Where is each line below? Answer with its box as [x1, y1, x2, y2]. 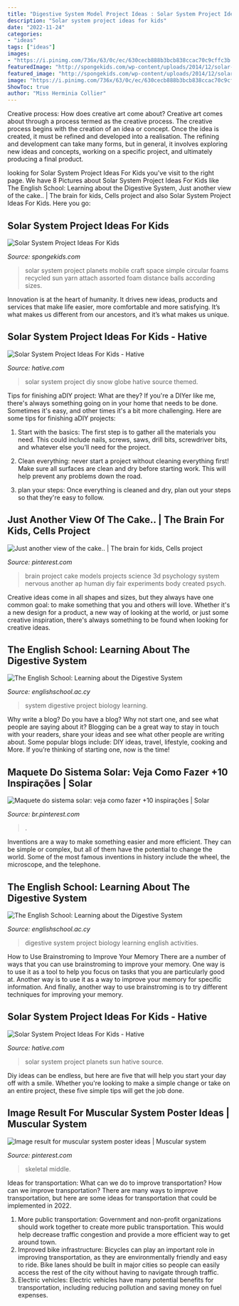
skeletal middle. [24, 1164, 71, 1173]
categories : [7, 30, 43, 38]
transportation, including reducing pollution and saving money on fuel [17, 1283, 222, 1292]
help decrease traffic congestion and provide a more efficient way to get [17, 1230, 230, 1238]
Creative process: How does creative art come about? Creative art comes [7, 110, 223, 118]
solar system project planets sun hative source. [24, 1057, 164, 1066]
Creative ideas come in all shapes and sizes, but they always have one [7, 593, 214, 601]
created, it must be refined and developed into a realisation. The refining [7, 133, 219, 141]
